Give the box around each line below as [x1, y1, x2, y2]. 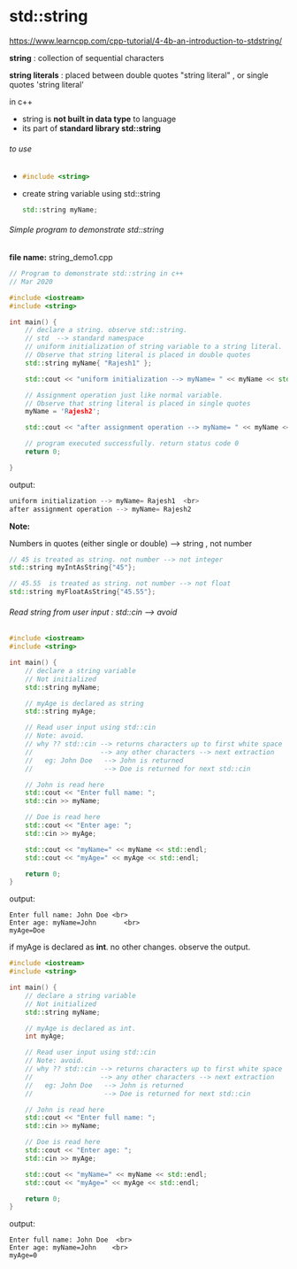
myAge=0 [9, 1251, 38, 1260]
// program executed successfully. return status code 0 [25, 439, 240, 448]
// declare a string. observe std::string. [25, 326, 188, 335]
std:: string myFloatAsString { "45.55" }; [9, 587, 156, 597]
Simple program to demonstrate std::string [9, 224, 164, 236]
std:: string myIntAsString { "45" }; [9, 563, 137, 572]
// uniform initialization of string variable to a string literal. [25, 343, 283, 352]
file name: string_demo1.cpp [9, 252, 113, 263]
